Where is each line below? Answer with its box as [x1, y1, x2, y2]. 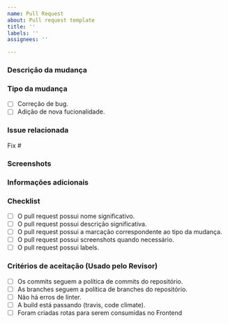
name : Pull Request [7, 10, 64, 17]
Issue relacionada [7, 125, 69, 135]
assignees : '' [7, 36, 49, 43]
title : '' [7, 23, 36, 30]
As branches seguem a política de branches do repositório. [17, 285, 188, 293]
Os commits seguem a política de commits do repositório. [17, 277, 183, 286]
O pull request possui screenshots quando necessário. [17, 236, 174, 244]
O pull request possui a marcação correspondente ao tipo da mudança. [17, 228, 222, 236]
